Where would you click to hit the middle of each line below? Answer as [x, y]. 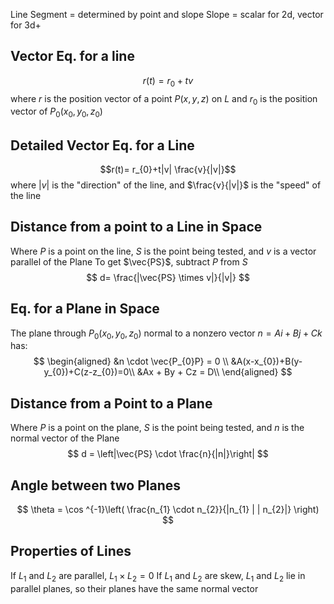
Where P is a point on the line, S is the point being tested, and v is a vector [163, 251]
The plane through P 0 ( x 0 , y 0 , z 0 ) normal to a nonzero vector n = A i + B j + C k [166, 334]
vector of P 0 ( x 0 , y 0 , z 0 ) [56, 112]
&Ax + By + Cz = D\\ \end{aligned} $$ [214, 372]
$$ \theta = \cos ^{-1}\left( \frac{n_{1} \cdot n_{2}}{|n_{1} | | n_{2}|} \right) [168, 510]
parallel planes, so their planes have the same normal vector [134, 588]
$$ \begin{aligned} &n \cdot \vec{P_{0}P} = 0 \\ [131, 361]
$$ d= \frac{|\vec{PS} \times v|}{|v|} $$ [168, 277]
